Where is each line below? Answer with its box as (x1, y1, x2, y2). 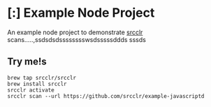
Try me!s (7, 56, 47, 68)
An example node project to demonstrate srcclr (7, 28, 143, 36)
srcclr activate (7, 86, 54, 94)
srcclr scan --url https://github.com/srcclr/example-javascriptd (7, 92, 205, 99)
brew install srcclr (7, 80, 68, 87)
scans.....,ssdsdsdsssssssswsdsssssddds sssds (7, 35, 147, 43)
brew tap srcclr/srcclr (7, 74, 77, 81)
